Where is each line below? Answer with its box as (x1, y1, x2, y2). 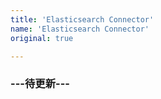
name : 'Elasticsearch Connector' (10, 24, 150, 34)
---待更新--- (10, 77, 70, 91)
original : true (10, 33, 74, 43)
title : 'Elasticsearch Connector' (10, 14, 155, 25)
